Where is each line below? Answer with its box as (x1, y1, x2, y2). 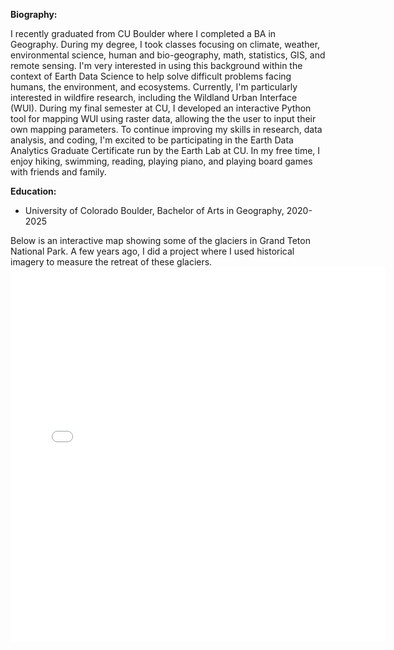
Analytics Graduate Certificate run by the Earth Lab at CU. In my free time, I (10, 145, 321, 156)
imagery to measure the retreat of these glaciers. (10, 256, 213, 268)
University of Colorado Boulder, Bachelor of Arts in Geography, (24, 205, 285, 216)
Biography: (10, 9, 58, 20)
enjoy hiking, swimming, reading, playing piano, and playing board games (10, 155, 313, 167)
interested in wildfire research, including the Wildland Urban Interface (10, 92, 298, 103)
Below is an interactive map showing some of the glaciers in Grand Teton (10, 235, 311, 246)
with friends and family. (10, 166, 107, 178)
